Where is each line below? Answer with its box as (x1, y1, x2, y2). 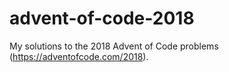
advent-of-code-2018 (9, 7, 195, 30)
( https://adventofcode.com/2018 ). (9, 50, 149, 62)
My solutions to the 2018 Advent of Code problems (9, 40, 219, 52)
